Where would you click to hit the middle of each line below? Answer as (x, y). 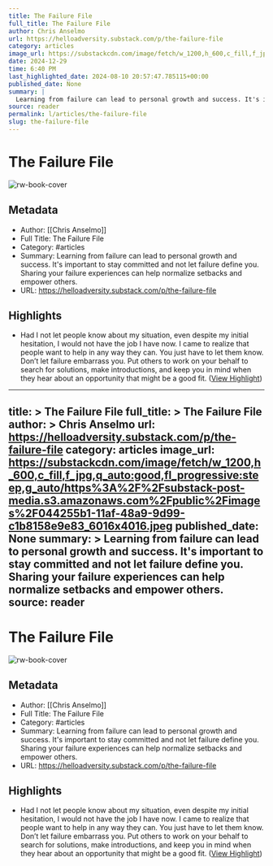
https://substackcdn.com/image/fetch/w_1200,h (135, 462)
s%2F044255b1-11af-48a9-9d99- (97, 513)
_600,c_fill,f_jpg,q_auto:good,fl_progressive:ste (134, 475)
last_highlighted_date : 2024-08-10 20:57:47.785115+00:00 (108, 76)
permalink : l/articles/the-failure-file (78, 115)
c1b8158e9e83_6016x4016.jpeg (91, 526)
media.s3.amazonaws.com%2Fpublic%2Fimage (134, 500)
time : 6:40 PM (32, 69)
